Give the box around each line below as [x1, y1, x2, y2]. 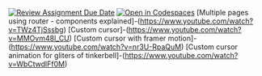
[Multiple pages [196, 8, 249, 17]
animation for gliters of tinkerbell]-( [8, 51, 125, 60]
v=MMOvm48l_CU [8, 33, 70, 43]
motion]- [167, 33, 197, 43]
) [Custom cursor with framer [69, 33, 167, 43]
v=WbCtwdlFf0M [8, 59, 65, 69]
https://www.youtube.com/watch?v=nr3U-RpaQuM [11, 42, 182, 52]
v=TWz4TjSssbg [8, 25, 64, 34]
